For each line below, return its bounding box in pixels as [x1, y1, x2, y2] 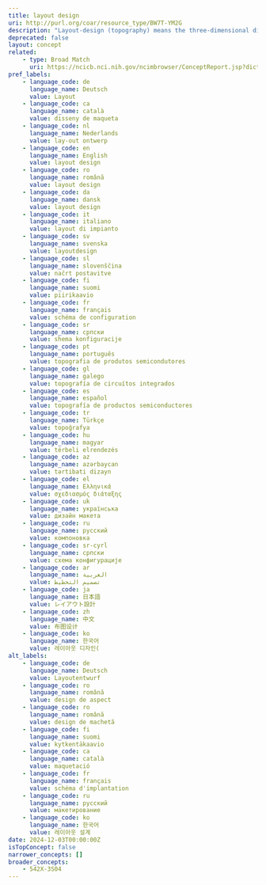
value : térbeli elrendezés [28, 446, 119, 454]
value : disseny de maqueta [28, 115, 119, 123]
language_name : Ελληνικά [28, 482, 112, 491]
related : [8, 48, 37, 56]
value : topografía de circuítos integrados [28, 379, 176, 388]
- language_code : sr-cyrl [22, 541, 108, 549]
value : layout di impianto [28, 225, 119, 234]
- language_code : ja [22, 586, 90, 594]
